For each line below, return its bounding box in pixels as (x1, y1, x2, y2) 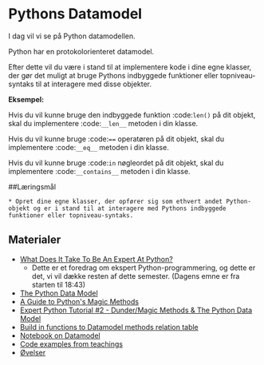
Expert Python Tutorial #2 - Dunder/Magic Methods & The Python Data (19, 305, 253, 315)
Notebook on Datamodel (19, 331, 101, 340)
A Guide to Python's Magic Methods (19, 296, 140, 306)
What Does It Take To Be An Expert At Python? (19, 254, 173, 264)
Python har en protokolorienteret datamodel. (8, 46, 154, 56)
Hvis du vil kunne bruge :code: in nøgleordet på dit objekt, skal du (8, 157, 224, 168)
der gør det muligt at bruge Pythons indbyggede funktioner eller (8, 70, 219, 80)
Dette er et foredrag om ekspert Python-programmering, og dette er (31, 263, 256, 272)
